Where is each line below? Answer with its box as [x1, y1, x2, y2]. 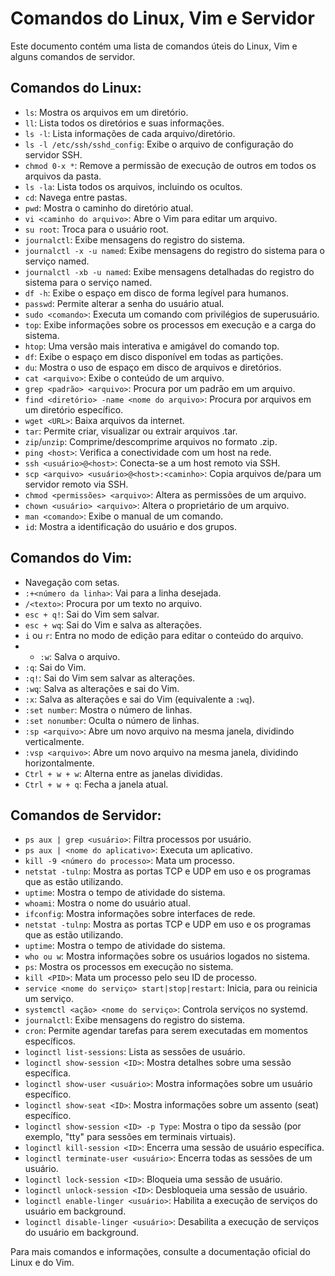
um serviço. [24, 993, 75, 1005]
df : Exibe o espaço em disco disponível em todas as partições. [24, 350, 284, 362]
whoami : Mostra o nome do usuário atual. [24, 897, 192, 909]
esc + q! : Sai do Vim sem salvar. [24, 608, 160, 620]
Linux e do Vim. [10, 1257, 75, 1269]
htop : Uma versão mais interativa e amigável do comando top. [24, 340, 280, 352]
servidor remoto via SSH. [24, 478, 129, 490]
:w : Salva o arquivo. [39, 650, 121, 662]
